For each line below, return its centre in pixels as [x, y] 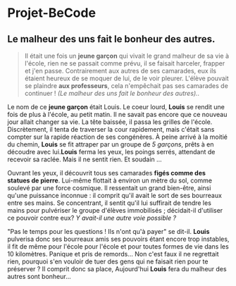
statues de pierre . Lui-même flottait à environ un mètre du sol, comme [110, 180]
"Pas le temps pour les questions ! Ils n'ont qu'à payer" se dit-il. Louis [108, 231]
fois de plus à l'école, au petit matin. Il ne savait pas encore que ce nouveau [117, 114]
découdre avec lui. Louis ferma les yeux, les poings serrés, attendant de [111, 152]
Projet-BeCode [52, 13]
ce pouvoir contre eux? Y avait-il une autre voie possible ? [92, 218]
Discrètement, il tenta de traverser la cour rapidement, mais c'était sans [111, 129]
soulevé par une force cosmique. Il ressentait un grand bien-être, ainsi [109, 188]
